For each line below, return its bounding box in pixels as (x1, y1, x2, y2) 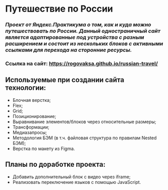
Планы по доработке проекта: (5, 160, 106, 169)
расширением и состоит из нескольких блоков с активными (5, 40, 163, 47)
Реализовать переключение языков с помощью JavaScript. (12, 179, 141, 185)
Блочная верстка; (12, 97, 51, 103)
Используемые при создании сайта (5, 75, 125, 84)
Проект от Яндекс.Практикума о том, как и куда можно (5, 21, 151, 28)
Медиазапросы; (12, 129, 47, 135)
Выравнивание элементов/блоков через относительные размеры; (12, 119, 156, 125)
